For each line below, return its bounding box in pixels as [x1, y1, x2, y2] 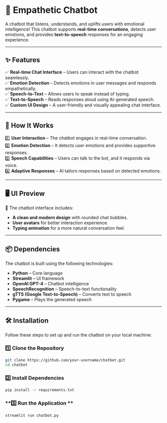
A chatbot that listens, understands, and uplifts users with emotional [5, 21, 145, 27]
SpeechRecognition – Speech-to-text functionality [12, 286, 117, 292]
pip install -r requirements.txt [5, 388, 75, 393]
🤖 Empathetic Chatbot [5, 4, 98, 16]
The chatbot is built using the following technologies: [5, 260, 114, 266]
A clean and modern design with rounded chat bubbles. [12, 215, 128, 221]
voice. [5, 162, 18, 168]
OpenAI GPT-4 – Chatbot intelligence [12, 281, 89, 287]
